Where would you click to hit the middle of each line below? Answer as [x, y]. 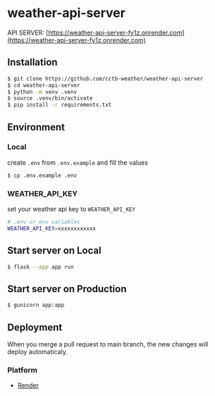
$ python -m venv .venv [42, 92]
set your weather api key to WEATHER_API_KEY [72, 209]
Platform [22, 370]
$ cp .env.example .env [42, 175]
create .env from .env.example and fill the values [78, 162]
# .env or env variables [44, 222]
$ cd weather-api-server [44, 85]
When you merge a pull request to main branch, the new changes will [108, 344]
